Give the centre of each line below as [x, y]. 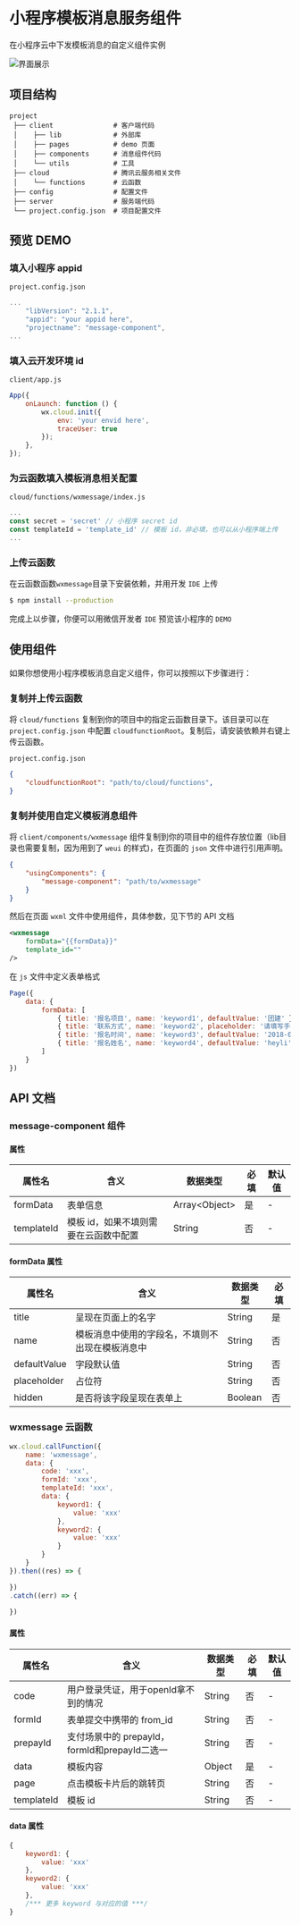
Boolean [245, 1397]
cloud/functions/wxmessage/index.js [77, 497]
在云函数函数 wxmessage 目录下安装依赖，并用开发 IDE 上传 [114, 584]
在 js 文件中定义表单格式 [55, 976]
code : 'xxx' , [66, 1472]
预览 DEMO [40, 241]
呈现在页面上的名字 [116, 1318]
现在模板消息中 [116, 1348]
